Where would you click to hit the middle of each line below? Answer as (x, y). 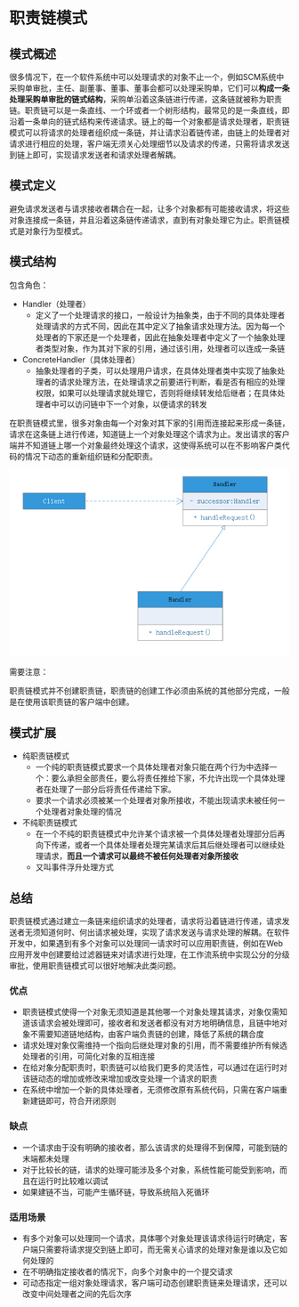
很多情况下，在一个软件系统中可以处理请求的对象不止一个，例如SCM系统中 (147, 77)
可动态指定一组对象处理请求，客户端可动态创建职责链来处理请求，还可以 (154, 1282)
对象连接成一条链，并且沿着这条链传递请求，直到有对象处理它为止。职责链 (145, 220)
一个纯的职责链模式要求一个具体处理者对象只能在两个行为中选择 (152, 767)
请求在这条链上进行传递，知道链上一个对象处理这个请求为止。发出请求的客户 (149, 434)
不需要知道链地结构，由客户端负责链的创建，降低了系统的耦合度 (147, 1035)
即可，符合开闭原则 (81, 1101)
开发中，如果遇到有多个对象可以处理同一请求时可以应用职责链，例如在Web (146, 943)
